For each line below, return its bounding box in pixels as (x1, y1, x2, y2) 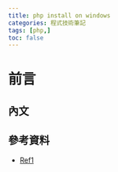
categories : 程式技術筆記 (8, 19, 87, 27)
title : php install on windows (8, 11, 111, 20)
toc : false (8, 33, 44, 42)
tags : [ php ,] (8, 26, 51, 34)
